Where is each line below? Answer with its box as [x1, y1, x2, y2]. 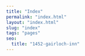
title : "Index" [6, 8, 43, 15]
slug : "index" [6, 24, 41, 31]
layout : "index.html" [6, 19, 59, 25]
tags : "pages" [6, 30, 41, 36]
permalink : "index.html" [6, 14, 67, 20]
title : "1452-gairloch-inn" [11, 41, 80, 47]
